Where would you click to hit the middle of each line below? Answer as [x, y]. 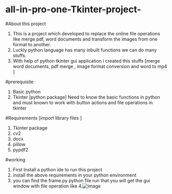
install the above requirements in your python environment [74, 175]
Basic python [27, 91]
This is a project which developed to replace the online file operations [87, 33]
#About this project [26, 24]
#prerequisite [20, 82]
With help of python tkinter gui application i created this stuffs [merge [86, 61]
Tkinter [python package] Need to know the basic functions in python [86, 97]
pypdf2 [20, 149]
